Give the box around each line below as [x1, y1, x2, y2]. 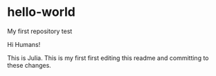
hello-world [7, 4, 76, 20]
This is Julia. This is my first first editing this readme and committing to [7, 53, 209, 62]
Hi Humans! [7, 40, 41, 48]
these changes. [7, 61, 52, 69]
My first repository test [7, 27, 73, 35]
